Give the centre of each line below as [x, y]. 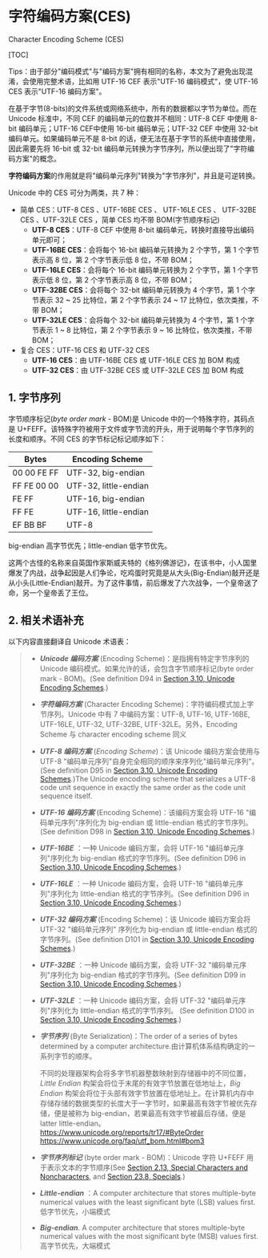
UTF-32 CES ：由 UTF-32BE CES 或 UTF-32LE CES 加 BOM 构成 [138, 370]
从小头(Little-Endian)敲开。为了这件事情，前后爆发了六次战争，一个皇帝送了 [133, 582]
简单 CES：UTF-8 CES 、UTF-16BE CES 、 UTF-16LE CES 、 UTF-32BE [138, 209]
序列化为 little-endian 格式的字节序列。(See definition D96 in [150, 893]
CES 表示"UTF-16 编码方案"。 [57, 91]
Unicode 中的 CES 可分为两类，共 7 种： [75, 193]
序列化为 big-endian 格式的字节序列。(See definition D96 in [148, 858]
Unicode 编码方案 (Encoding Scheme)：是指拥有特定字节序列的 [144, 658]
